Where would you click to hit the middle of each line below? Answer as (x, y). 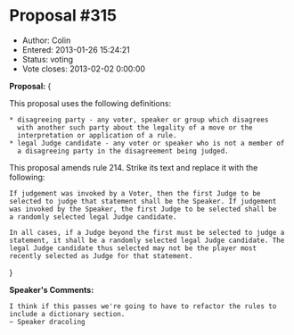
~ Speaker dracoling (48, 322)
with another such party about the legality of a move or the (135, 127)
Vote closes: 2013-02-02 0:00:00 (83, 69)
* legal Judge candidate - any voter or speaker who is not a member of (147, 143)
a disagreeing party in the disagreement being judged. (123, 151)
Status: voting (48, 59)
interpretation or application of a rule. (97, 135)
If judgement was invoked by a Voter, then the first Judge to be (135, 193)
